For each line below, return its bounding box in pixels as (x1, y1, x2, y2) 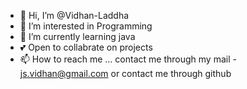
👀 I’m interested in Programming (19, 20, 153, 32)
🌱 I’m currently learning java (19, 31, 136, 42)
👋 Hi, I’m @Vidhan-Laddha (19, 10, 130, 21)
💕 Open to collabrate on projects (19, 41, 153, 53)
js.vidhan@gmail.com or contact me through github (19, 68, 232, 79)
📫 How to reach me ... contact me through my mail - (19, 53, 237, 65)
